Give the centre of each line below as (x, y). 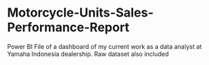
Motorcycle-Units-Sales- (80, 13)
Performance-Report (68, 27)
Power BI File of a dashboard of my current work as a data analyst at (104, 46)
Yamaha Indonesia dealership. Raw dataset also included (88, 54)
